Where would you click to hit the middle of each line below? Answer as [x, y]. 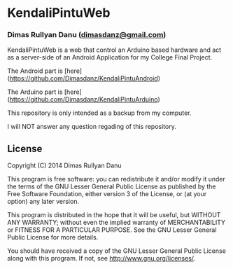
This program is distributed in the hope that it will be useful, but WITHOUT [114, 215]
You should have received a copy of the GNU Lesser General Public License [116, 251]
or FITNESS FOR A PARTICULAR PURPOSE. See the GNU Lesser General [112, 230]
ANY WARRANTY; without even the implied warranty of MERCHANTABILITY [116, 223]
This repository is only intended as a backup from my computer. [99, 113]
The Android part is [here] [45, 71]
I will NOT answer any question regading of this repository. [92, 127]
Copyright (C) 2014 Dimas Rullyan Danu [64, 165]
